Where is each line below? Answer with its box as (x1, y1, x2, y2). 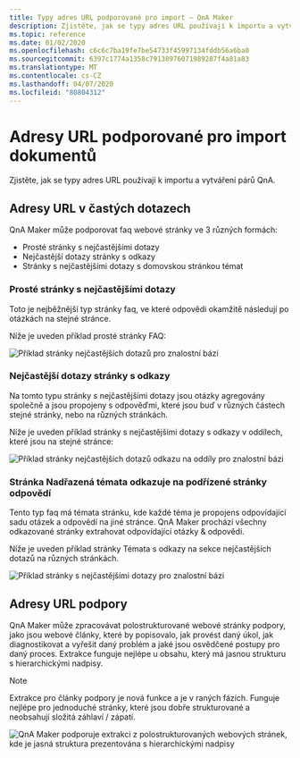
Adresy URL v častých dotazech (9, 200, 191, 215)
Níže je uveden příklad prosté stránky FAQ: (9, 330, 167, 341)
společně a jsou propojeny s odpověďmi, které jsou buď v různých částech (9, 400, 286, 410)
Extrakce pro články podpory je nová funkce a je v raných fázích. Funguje (9, 692, 279, 703)
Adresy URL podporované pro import (9, 126, 287, 147)
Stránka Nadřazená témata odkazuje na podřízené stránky (9, 476, 268, 488)
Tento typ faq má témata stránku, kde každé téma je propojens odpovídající (9, 507, 287, 518)
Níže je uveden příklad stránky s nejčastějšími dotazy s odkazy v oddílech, (9, 426, 283, 437)
